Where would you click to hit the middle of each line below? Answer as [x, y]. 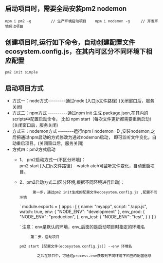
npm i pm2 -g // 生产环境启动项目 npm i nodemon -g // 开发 [80, 21]
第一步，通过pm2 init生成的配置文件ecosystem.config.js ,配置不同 [95, 193]
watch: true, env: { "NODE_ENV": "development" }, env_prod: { [82, 212]
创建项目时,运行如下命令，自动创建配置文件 [70, 43]
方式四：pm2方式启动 [34, 149]
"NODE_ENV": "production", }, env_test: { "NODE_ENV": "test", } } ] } [88, 217]
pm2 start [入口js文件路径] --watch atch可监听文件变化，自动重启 [85, 166]
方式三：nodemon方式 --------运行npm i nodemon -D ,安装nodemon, [81, 131]
